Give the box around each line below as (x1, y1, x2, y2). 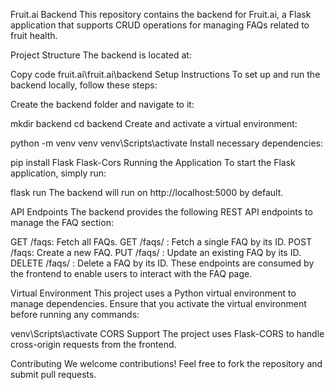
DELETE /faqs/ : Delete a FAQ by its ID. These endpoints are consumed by (10, 257, 315, 269)
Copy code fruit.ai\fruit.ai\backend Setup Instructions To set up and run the (10, 69, 321, 80)
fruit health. (10, 30, 58, 41)
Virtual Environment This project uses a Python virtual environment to (10, 287, 297, 299)
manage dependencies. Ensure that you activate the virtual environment (10, 298, 307, 309)
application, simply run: (10, 167, 107, 179)
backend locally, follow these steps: (10, 79, 158, 91)
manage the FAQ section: (10, 217, 114, 228)
